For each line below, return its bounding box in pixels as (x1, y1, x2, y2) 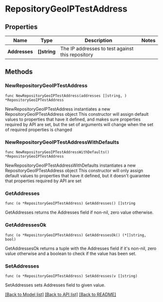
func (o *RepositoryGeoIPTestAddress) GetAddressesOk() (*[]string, (5, 233, 147, 238)
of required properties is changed (5, 127, 72, 132)
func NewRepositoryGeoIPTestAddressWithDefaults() (5, 149, 110, 155)
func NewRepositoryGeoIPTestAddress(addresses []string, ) (5, 93, 127, 98)
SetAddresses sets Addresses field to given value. (5, 282, 106, 288)
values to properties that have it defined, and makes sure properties (5, 116, 141, 122)
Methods (5, 68, 33, 76)
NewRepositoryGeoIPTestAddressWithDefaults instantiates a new (5, 162, 136, 168)
